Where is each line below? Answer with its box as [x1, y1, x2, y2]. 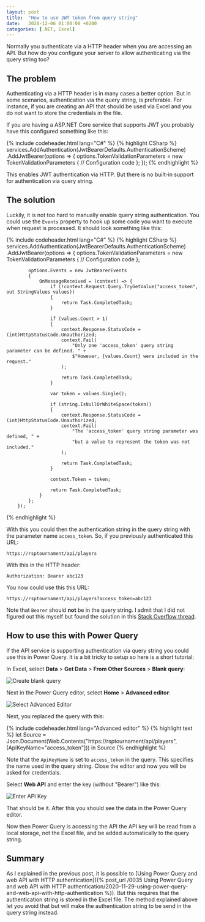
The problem [6, 73, 56, 84]
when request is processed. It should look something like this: [6, 224, 162, 231]
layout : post [6, 9, 40, 15]
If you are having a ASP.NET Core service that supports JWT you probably [6, 121, 195, 128]
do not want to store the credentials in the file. [6, 110, 122, 117]
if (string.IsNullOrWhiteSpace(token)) [50, 401, 152, 407]
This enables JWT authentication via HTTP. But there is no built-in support [6, 171, 194, 178]
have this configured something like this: [6, 128, 109, 135]
